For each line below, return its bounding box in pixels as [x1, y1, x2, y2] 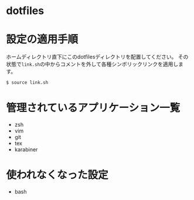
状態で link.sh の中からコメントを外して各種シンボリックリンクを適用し [6, 60, 179, 68]
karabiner [14, 145, 38, 153]
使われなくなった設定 [6, 168, 108, 182]
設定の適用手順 [6, 33, 79, 46]
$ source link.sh [6, 80, 49, 86]
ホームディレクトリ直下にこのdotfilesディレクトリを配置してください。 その [6, 53, 189, 60]
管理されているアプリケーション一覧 [6, 101, 181, 115]
